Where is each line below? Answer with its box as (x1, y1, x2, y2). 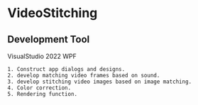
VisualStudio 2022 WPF (7, 52, 77, 60)
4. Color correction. (7, 84, 72, 92)
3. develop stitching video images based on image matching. (7, 78, 192, 85)
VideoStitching (7, 5, 98, 21)
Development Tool (7, 33, 90, 45)
